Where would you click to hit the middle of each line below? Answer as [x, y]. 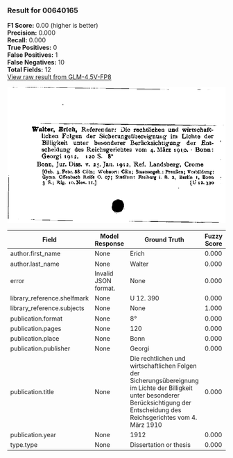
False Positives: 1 [33, 55]
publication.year [33, 434]
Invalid [104, 273]
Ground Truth [165, 240]
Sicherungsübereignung [164, 381]
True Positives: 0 [32, 48]
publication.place [35, 339]
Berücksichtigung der [161, 403]
